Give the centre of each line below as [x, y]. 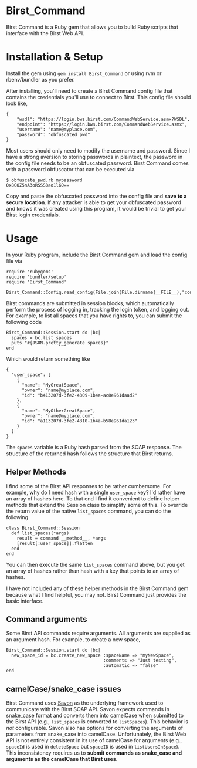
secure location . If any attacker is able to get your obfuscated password [94, 202]
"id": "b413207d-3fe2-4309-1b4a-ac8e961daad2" [79, 395]
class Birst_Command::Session [43, 528]
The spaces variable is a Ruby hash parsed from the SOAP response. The [94, 447]
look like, [17, 103]
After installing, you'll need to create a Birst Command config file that [89, 91]
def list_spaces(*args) [40, 533]
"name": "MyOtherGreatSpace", [58, 411]
